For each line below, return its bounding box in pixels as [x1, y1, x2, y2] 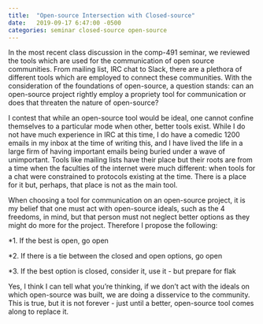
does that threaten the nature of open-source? [8, 98, 159, 107]
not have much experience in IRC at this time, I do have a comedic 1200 [8, 130, 240, 140]
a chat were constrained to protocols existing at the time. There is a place [8, 172, 246, 181]
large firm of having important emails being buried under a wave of [8, 147, 226, 156]
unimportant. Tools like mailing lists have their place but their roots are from [8, 155, 254, 165]
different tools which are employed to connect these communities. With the [8, 73, 252, 83]
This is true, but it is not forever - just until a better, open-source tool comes [8, 299, 254, 308]
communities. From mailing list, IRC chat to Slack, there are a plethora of [8, 65, 243, 74]
